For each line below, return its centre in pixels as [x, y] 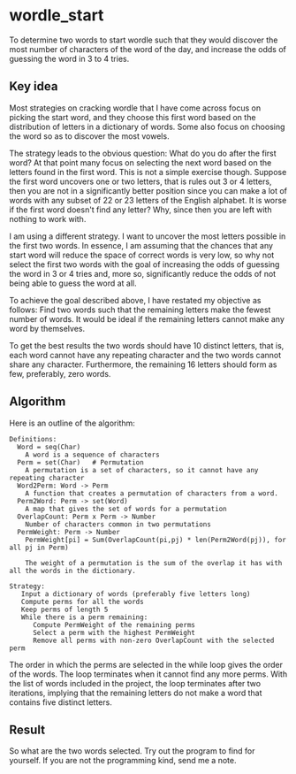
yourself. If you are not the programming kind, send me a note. [123, 761]
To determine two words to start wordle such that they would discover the [144, 40]
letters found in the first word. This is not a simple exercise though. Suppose [148, 172]
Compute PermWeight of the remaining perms [114, 625]
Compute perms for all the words [82, 602]
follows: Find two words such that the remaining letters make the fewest [140, 310]
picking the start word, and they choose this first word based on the [133, 117]
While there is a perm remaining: [84, 617]
